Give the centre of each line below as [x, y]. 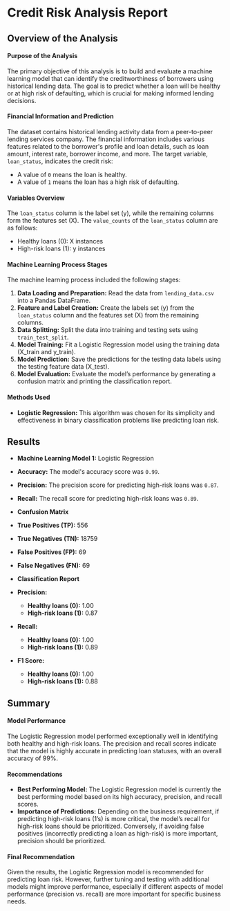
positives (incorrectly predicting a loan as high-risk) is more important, [117, 834]
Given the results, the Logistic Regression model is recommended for [105, 872]
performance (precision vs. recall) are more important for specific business [114, 894]
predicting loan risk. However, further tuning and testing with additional [108, 879]
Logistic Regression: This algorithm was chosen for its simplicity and [116, 412]
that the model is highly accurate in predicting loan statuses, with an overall [115, 751]
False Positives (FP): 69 [51, 552]
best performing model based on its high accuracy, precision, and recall [119, 797]
